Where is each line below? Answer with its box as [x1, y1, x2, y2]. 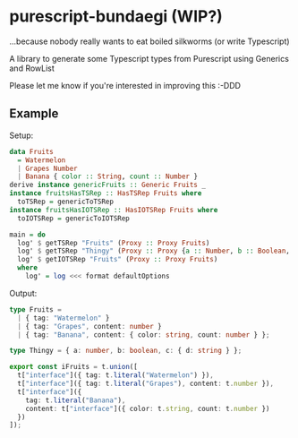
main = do [9, 230, 47, 239]
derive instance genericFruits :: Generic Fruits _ [9, 181, 206, 190]
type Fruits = [9, 305, 63, 314]
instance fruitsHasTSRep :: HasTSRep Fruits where [9, 189, 202, 198]
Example [9, 106, 59, 122]
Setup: [9, 130, 34, 141]
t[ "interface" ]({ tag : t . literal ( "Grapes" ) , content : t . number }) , [17, 379, 275, 388]
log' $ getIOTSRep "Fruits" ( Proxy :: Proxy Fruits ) [17, 255, 218, 264]
